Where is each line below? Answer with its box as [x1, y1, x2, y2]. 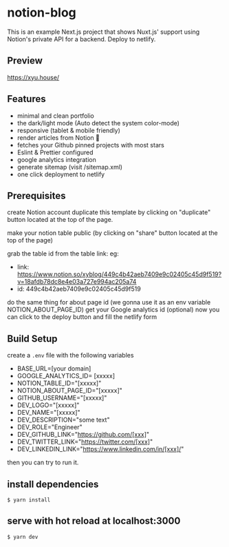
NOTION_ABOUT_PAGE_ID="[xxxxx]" [17, 386, 122, 395]
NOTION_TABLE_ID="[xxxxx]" [17, 379, 102, 387]
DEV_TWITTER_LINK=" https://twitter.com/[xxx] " [17, 437, 153, 446]
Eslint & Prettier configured [17, 148, 94, 156]
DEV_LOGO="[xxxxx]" [17, 401, 80, 409]
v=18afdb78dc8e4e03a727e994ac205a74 [17, 278, 137, 286]
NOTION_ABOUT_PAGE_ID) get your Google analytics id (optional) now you [7, 305, 220, 314]
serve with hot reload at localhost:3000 [7, 515, 181, 527]
